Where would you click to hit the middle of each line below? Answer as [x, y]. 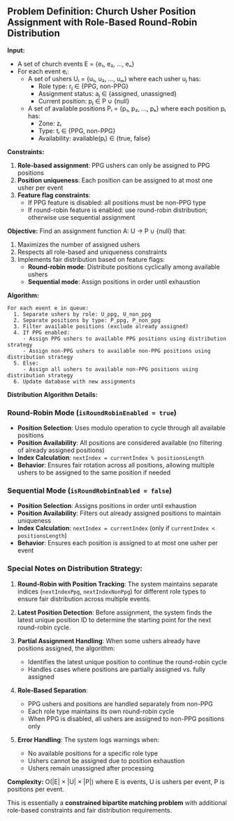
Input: [16, 50]
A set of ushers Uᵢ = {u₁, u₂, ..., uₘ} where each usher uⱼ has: [114, 78]
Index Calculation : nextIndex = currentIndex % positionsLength [111, 458]
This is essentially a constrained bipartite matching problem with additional [117, 802]
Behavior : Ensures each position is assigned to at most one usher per [118, 543]
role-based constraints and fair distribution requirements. [90, 810]
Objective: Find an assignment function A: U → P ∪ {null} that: [97, 231]
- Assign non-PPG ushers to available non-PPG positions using [117, 351]
